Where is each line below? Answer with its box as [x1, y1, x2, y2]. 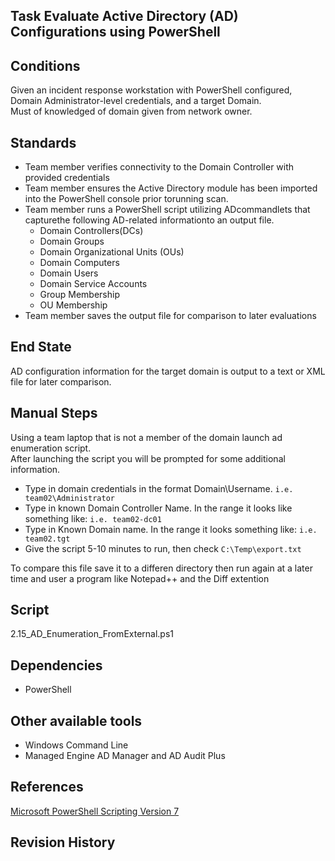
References [10, 779, 84, 796]
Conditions [10, 57, 81, 74]
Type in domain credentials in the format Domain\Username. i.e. [24, 482, 294, 494]
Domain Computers [39, 257, 120, 269]
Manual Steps [10, 405, 98, 422]
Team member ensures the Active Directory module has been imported [24, 182, 318, 194]
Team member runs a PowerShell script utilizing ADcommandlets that [24, 204, 311, 216]
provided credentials [24, 172, 110, 184]
